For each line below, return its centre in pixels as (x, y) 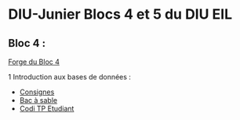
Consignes (37, 92)
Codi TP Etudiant (47, 108)
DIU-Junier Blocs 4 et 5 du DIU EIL (120, 14)
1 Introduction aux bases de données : (70, 77)
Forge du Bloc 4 (34, 62)
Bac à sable (38, 100)
